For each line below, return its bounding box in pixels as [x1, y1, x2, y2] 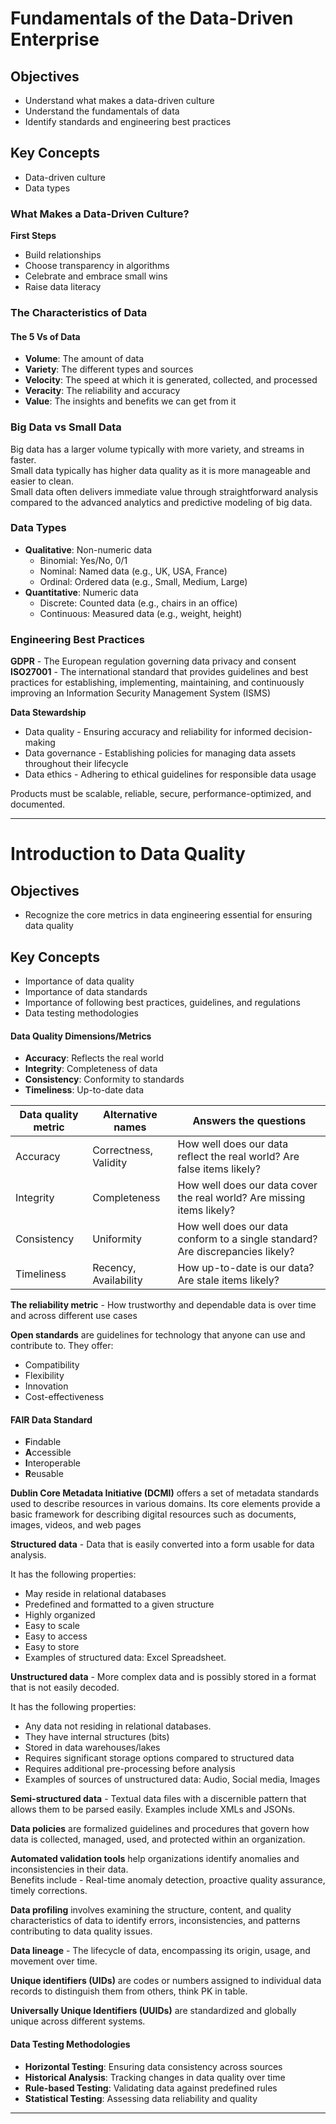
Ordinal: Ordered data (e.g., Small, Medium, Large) [39, 575, 248, 587]
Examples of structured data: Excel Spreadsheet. [24, 1652, 227, 1664]
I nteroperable [24, 1457, 82, 1469]
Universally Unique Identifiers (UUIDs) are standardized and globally [10, 2005, 297, 2017]
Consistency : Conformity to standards [24, 1073, 185, 1086]
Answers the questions [192, 1114, 307, 1128]
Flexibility [24, 1370, 65, 1382]
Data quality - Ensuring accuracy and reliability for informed [24, 726, 272, 738]
